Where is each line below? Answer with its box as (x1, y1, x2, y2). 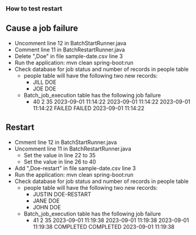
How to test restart (5, 4, 62, 13)
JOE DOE (32, 84, 56, 92)
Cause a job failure (5, 23, 79, 34)
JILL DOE (32, 78, 57, 86)
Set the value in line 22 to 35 (23, 151, 96, 159)
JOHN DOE (32, 203, 62, 211)
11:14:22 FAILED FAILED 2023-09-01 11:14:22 (32, 104, 145, 111)
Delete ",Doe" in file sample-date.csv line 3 (14, 52, 123, 59)
